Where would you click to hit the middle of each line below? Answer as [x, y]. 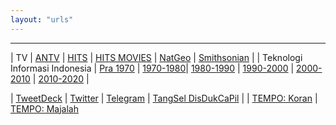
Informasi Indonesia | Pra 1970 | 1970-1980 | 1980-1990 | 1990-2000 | [152, 68]
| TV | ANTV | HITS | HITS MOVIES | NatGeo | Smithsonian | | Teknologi [156, 57]
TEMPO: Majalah [45, 108]
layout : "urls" [42, 19]
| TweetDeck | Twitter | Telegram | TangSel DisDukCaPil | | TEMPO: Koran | [164, 98]
